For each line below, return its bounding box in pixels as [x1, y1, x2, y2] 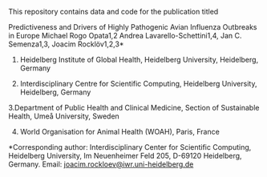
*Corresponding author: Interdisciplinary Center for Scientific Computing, [8, 143, 252, 151]
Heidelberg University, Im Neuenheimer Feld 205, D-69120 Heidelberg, [8, 151, 242, 160]
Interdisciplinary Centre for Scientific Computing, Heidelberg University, [19, 79, 257, 88]
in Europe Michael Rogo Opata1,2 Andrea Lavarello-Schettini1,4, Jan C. [8, 31, 242, 40]
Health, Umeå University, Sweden [8, 111, 120, 121]
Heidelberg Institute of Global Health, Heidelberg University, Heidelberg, [19, 55, 259, 64]
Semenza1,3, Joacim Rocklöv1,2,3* [8, 39, 124, 49]
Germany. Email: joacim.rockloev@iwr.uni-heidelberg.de [8, 159, 194, 169]
